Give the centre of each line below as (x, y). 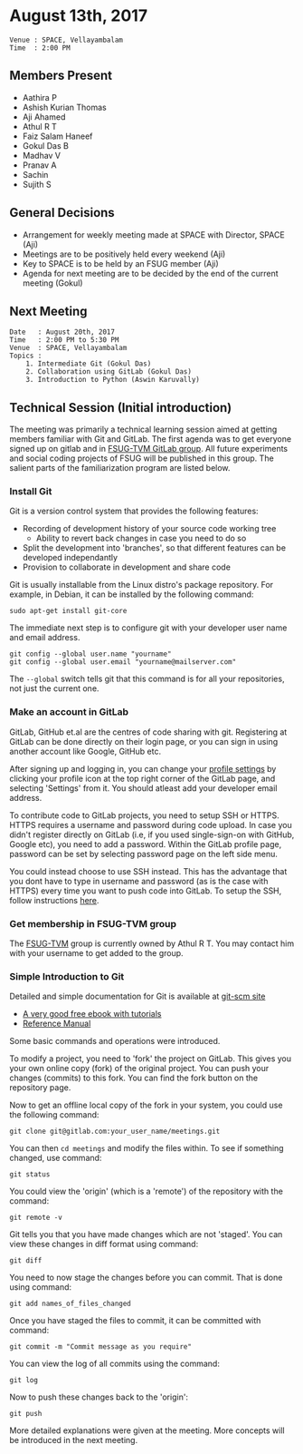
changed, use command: (56, 1158)
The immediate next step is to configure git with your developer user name (148, 628)
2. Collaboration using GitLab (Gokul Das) (109, 372)
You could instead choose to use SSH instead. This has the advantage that (148, 871)
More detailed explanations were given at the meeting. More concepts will (147, 1430)
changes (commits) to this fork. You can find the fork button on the (134, 1078)
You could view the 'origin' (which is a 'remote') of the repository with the (146, 1191)
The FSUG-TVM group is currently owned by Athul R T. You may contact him (152, 943)
